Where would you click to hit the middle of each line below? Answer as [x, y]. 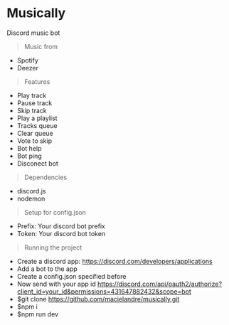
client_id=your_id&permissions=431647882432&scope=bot [104, 291]
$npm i [27, 307]
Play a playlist [37, 118]
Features [37, 81]
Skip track [32, 110]
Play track [32, 95]
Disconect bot [37, 163]
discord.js [31, 191]
